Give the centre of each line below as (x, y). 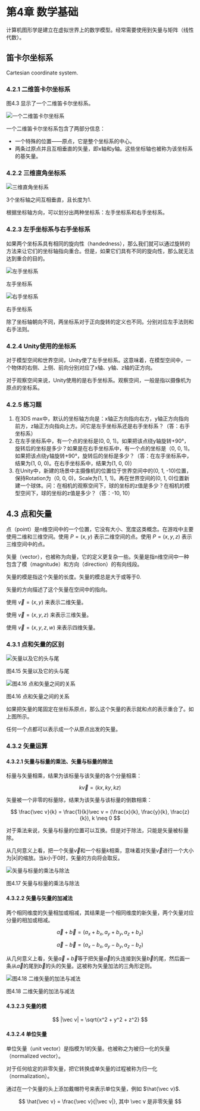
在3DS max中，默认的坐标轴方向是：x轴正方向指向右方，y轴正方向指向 (102, 419)
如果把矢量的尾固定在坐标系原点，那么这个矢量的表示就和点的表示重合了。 (97, 709)
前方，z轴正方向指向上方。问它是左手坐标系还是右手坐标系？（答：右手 (102, 426)
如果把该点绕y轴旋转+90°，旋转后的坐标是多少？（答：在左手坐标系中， (103, 456)
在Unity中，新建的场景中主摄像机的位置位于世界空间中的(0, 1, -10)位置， (103, 471)
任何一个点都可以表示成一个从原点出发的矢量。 (63, 729)
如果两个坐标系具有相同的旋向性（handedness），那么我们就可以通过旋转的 (98, 243)
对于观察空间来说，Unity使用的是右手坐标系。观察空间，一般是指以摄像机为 (99, 380)
